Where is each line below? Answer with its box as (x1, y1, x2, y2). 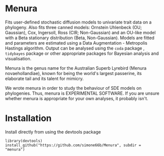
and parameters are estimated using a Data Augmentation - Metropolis (5, 40, 148, 46)
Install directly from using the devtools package (5, 129, 101, 135)
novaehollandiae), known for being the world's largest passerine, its (5, 70, 142, 76)
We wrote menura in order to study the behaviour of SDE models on (5, 85, 142, 91)
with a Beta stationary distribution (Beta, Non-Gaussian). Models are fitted (5, 35, 155, 41)
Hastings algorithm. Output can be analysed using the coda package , (5, 45, 145, 51)
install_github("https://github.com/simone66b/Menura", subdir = (5, 143, 141, 148)
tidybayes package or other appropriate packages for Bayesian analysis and (5, 50, 159, 56)
